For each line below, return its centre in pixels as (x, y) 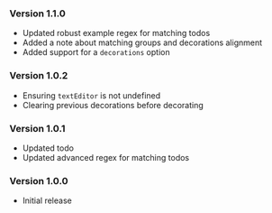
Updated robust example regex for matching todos (116, 33)
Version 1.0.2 (39, 76)
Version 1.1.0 (37, 14)
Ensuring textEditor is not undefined (91, 95)
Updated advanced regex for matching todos (106, 157)
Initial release (47, 200)
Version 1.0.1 (37, 128)
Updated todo (48, 148)
